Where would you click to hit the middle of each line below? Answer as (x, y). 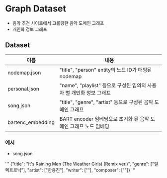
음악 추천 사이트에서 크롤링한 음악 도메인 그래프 (58, 23)
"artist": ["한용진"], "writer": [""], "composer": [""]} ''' (81, 170)
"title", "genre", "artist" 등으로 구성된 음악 (106, 102)
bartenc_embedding (31, 122)
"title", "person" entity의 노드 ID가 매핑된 (106, 70)
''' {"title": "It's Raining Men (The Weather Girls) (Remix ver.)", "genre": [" (80, 164)
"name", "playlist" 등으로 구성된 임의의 (103, 85)
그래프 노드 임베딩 (89, 126)
